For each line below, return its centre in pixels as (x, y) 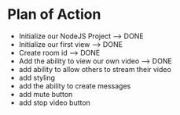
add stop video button (55, 102)
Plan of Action (54, 14)
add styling (37, 77)
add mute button (46, 94)
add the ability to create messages (75, 86)
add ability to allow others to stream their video (95, 69)
